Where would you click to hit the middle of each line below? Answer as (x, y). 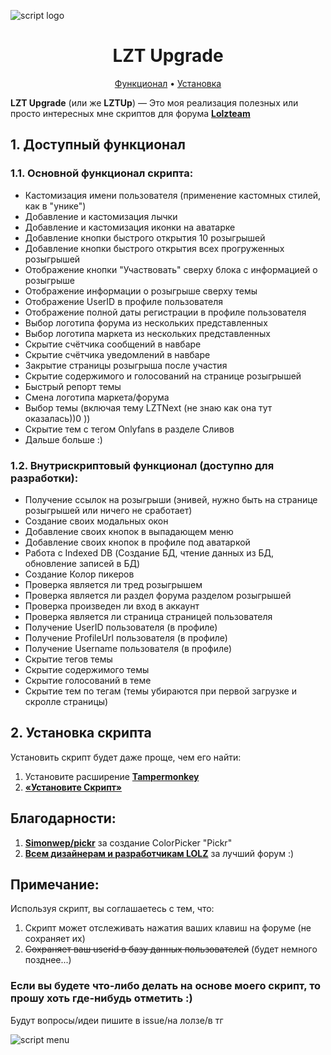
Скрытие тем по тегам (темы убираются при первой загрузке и (160, 691)
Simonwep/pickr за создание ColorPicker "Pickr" (128, 842)
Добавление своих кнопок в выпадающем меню (129, 531)
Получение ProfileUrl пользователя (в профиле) (126, 637)
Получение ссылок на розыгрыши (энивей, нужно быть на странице (171, 499)
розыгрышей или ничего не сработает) (108, 510)
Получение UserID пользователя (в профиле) (121, 627)
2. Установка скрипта (81, 733)
